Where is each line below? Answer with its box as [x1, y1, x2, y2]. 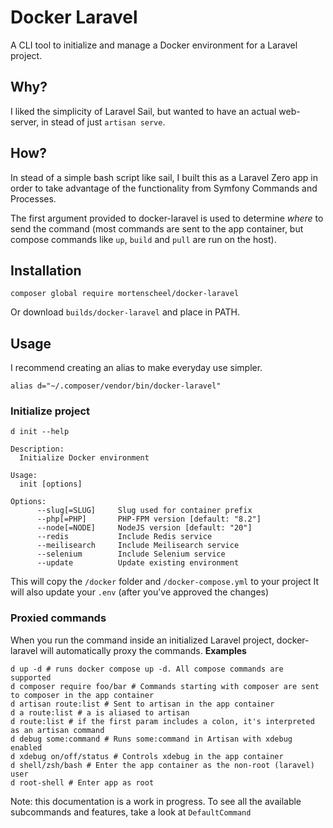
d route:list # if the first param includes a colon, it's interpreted [10, 716, 315, 726]
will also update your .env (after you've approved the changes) [10, 586, 270, 598]
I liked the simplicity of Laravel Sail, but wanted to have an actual [10, 105, 277, 117]
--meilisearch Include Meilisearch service [36, 541, 240, 551]
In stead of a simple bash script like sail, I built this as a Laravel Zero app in [10, 171, 318, 183]
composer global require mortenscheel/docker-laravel [10, 289, 240, 299]
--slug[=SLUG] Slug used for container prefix [36, 506, 253, 516]
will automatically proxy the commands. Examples [39, 644, 247, 656]
